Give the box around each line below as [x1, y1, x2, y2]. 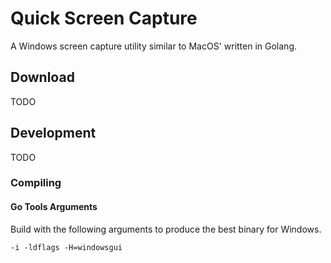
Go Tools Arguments [10, 201, 98, 213]
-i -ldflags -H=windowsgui [10, 242, 123, 252]
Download [10, 69, 75, 86]
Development [10, 125, 97, 142]
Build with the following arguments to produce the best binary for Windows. [10, 223, 322, 235]
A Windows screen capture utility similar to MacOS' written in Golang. [10, 40, 297, 52]
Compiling [10, 176, 62, 190]
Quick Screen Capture [10, 7, 198, 30]
